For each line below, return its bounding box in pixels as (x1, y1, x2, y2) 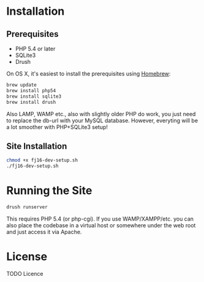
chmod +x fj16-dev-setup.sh (6, 157, 78, 163)
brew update (6, 82, 37, 88)
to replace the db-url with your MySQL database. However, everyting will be (6, 117, 198, 124)
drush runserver (6, 204, 48, 210)
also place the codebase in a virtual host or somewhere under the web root (6, 221, 196, 229)
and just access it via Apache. (6, 228, 82, 235)
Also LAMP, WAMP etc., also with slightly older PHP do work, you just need (6, 110, 196, 117)
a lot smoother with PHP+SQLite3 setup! (6, 123, 108, 130)
